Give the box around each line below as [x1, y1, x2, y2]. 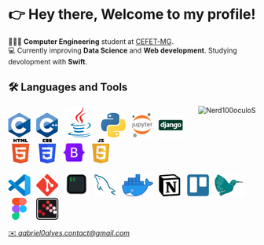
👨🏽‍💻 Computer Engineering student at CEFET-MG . [8, 36, 174, 46]
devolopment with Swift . [8, 57, 88, 66]
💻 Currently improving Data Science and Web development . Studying [8, 46, 237, 55]
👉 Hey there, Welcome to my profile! [8, 5, 256, 24]
